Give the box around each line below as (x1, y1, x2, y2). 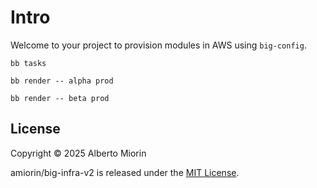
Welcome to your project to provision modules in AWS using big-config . (10, 39, 307, 51)
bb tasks (10, 58, 47, 68)
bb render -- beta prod (10, 93, 110, 103)
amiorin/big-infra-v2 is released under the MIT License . (10, 166, 240, 178)
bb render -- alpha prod (10, 76, 114, 86)
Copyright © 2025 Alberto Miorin (10, 147, 147, 159)
